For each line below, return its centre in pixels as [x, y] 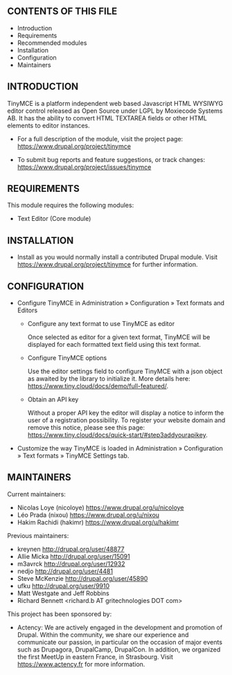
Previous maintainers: [38, 535]
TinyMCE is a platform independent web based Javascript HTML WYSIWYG [115, 103]
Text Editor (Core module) [54, 219]
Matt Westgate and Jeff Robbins [63, 593]
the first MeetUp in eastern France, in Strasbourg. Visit [95, 656]
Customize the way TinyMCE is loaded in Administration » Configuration [120, 449]
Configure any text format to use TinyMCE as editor [101, 324]
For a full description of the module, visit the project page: [100, 138]
